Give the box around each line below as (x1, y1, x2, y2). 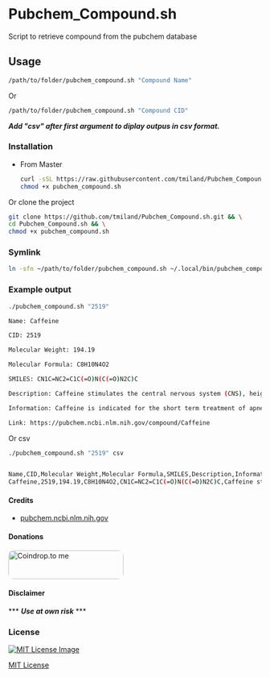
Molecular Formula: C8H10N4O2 (8, 360, 110, 369)
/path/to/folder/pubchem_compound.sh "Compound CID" (8, 106, 189, 114)
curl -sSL (19, 175, 54, 183)
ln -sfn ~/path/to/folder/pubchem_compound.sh (8, 265, 167, 273)
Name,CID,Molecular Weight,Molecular (8, 471, 135, 479)
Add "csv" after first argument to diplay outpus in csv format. (8, 121, 220, 131)
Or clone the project (8, 197, 75, 206)
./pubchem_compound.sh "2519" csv (8, 449, 125, 457)
